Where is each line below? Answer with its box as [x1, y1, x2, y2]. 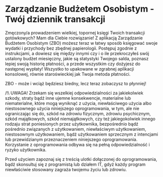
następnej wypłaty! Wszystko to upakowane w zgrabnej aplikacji [5, 66, 134, 71]
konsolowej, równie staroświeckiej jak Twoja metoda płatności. [5, 71, 131, 77]
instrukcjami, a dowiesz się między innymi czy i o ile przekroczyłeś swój [5, 50, 149, 56]
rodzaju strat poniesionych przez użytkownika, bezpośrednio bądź [5, 121, 139, 127]
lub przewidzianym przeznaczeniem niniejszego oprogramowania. [5, 136, 138, 142]
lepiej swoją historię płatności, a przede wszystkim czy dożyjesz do [5, 61, 141, 67]
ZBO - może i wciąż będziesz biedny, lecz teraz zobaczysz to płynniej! [5, 80, 146, 86]
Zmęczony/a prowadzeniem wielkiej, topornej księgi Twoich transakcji [5, 30, 145, 35]
